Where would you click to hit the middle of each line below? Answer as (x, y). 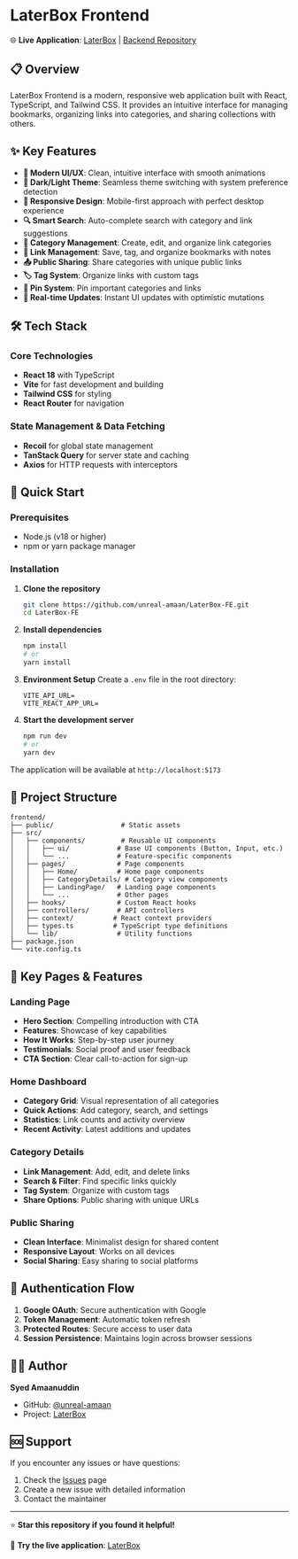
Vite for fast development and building (93, 384)
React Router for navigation (73, 403)
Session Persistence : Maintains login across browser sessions (138, 1338)
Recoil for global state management (88, 446)
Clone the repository (61, 588)
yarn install (47, 663)
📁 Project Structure (64, 797)
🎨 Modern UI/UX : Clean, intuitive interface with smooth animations (144, 173)
